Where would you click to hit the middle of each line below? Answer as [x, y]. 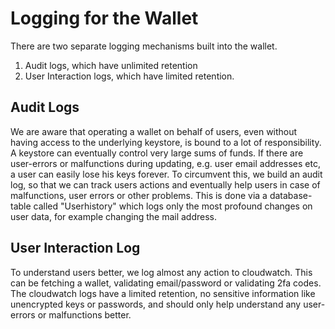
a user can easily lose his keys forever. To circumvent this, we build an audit [166, 174]
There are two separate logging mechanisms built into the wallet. [144, 46]
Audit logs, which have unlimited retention [111, 65]
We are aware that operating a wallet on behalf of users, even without [154, 131]
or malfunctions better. [84, 314]
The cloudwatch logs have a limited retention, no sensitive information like [163, 293]
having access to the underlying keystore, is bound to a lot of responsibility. [166, 142]
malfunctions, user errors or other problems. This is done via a [139, 195]
